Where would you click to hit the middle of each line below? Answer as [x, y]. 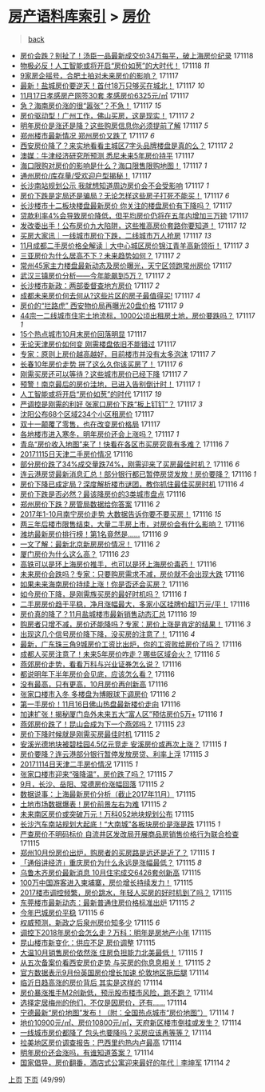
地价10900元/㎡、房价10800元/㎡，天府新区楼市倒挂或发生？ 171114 [131, 1022]
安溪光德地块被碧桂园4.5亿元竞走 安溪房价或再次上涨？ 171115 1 [123, 744]
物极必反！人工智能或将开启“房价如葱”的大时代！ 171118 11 [115, 66]
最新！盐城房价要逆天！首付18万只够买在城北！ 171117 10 [112, 86]
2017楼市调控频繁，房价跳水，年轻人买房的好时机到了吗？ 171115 [126, 892]
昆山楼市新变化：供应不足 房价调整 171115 [87, 942]
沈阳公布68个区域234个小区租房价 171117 [87, 414]
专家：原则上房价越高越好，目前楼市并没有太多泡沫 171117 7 [117, 354]
